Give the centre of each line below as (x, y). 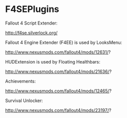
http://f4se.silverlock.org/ (31, 32)
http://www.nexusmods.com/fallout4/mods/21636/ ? (58, 71)
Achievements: (20, 81)
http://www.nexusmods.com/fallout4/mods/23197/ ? (58, 110)
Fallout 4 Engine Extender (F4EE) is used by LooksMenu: (64, 42)
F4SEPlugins (32, 9)
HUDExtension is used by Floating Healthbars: (53, 61)
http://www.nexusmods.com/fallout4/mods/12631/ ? (58, 52)
